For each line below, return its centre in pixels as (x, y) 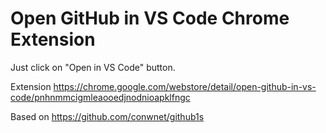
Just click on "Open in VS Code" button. (93, 67)
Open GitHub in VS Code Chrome (150, 18)
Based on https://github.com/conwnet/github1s (107, 116)
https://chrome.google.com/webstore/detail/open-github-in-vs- (185, 86)
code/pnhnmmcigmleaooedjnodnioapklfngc (100, 97)
